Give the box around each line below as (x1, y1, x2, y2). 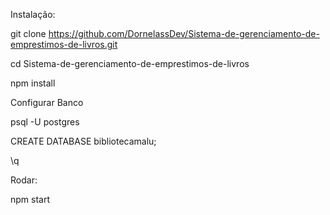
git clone (10, 28, 47, 39)
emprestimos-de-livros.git (10, 39, 118, 50)
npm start (10, 194, 51, 205)
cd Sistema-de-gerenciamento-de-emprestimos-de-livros (10, 58, 250, 69)
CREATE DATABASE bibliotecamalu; (10, 135, 157, 147)
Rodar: (10, 174, 38, 186)
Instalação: (10, 9, 56, 20)
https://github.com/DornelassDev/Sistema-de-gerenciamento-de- (48, 28, 320, 39)
